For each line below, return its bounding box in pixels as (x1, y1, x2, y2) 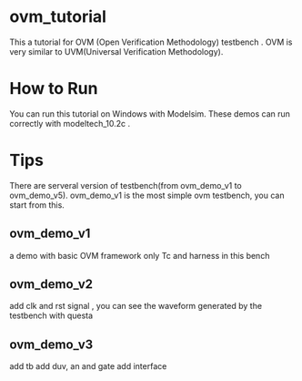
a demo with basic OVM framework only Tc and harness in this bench (9, 250, 270, 261)
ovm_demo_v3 (9, 336, 94, 352)
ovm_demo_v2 (9, 276, 94, 293)
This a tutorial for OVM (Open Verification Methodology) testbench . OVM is (9, 36, 293, 47)
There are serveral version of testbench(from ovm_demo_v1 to (9, 180, 243, 190)
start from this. (9, 199, 65, 211)
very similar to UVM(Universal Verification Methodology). (9, 46, 224, 57)
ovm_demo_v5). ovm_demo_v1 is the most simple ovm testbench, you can (9, 190, 285, 201)
